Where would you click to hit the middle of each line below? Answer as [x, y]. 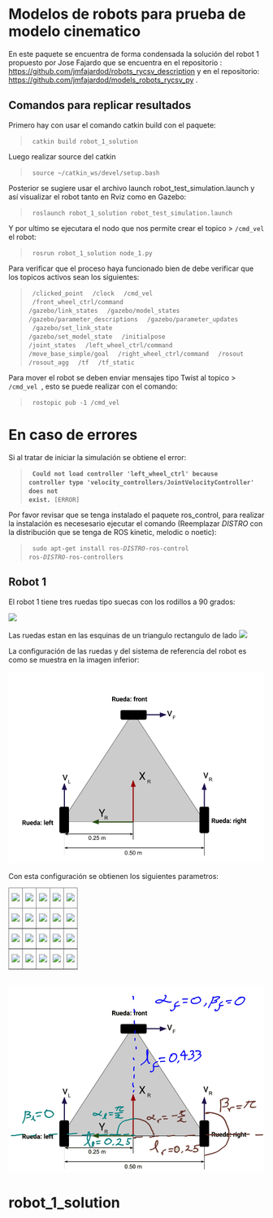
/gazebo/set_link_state [72, 328]
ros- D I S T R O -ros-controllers [76, 557]
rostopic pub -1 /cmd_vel [76, 402]
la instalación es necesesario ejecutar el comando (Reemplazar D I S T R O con [136, 523]
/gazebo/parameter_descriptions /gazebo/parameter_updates [133, 319]
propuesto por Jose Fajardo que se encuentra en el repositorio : [115, 63]
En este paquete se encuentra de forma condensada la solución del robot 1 [134, 54]
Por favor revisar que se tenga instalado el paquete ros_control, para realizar [136, 515]
